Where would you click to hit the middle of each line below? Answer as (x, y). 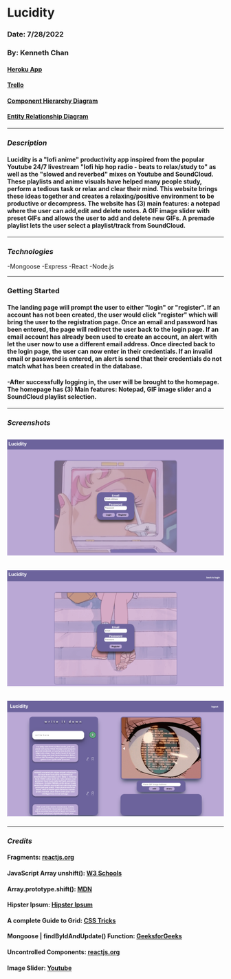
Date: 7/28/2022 (35, 34)
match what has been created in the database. (75, 366)
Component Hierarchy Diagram (53, 101)
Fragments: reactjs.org (41, 858)
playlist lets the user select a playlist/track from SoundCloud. (97, 225)
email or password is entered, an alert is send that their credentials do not (114, 358)
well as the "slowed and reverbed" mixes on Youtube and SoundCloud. (110, 174)
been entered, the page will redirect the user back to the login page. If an (113, 329)
